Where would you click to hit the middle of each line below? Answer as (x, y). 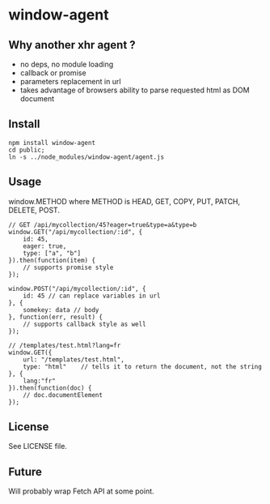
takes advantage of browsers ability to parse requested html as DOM (135, 90)
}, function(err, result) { (56, 317)
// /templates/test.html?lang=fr (65, 345)
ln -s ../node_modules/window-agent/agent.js (86, 157)
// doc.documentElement (63, 395)
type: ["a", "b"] (52, 253)
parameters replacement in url (70, 81)
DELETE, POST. (34, 210)
